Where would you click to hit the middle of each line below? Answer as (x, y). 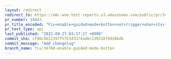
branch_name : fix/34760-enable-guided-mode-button (60, 48)
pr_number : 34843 (23, 19)
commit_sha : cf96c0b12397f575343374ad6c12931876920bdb (64, 39)
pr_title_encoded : (24, 24)
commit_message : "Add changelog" (40, 44)
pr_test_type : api (24, 29)
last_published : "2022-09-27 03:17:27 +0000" (54, 34)
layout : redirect (23, 10)
